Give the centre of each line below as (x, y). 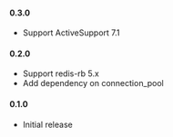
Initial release (47, 124)
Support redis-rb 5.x (61, 73)
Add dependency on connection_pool (93, 83)
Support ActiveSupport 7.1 (71, 33)
